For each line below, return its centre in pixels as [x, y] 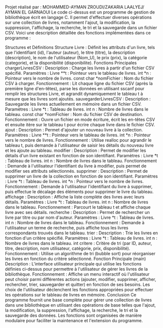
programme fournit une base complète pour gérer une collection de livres [78, 300]
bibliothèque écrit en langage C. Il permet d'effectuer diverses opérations [78, 17]
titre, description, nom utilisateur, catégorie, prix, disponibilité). [68, 248]
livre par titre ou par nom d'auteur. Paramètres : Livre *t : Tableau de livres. [80, 217]
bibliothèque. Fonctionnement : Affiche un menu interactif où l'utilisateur [77, 274]
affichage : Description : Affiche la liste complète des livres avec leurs [75, 197]
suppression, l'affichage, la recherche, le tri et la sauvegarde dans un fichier [81, 28]
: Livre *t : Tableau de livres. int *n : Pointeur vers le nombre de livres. [74, 181]
